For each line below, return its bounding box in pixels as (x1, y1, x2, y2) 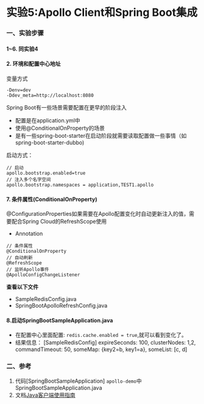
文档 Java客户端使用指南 (15, 391, 76, 399)
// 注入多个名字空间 (6, 176, 51, 183)
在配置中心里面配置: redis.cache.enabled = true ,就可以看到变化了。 (15, 331, 187, 339)
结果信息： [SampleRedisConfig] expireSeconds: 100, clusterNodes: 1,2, (15, 339, 196, 346)
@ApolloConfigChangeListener (6, 272, 80, 278)
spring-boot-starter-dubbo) (15, 138, 85, 146)
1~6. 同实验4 (6, 45, 38, 52)
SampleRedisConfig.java (15, 296, 77, 303)
